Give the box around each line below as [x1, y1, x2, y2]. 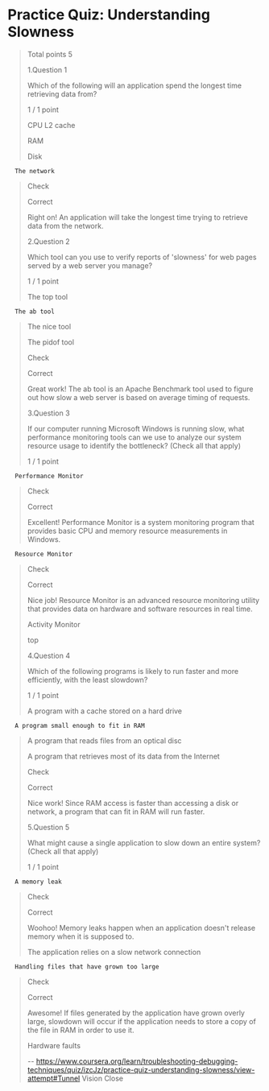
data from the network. [27, 221, 104, 230]
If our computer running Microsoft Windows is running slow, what [27, 424, 245, 433]
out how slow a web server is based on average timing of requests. [27, 392, 250, 402]
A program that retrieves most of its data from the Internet [27, 751, 221, 761]
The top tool [27, 291, 68, 301]
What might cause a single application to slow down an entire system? [27, 837, 261, 847]
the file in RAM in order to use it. [27, 1025, 134, 1035]
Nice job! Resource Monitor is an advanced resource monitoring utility [27, 595, 259, 605]
